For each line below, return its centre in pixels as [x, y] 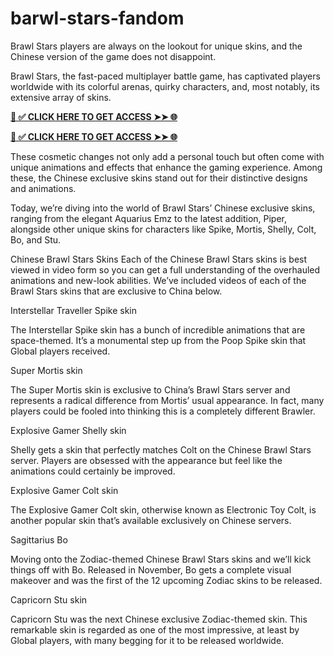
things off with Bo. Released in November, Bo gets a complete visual [151, 569]
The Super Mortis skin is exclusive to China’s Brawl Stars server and [150, 389]
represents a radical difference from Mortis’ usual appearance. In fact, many [167, 400]
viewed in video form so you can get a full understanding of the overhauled [165, 269]
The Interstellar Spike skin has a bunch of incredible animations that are [158, 329]
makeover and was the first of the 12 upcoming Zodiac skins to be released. [166, 580]
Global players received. [60, 351]
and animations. [43, 188]
